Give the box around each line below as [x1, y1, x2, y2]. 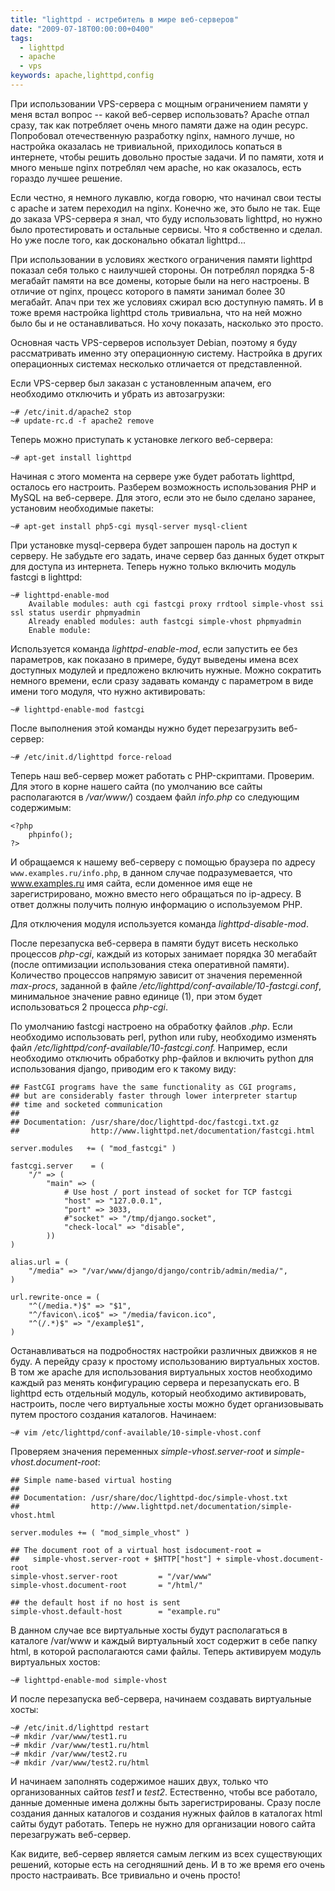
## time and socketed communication [10, 1099, 163, 1110]
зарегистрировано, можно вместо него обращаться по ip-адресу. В [10, 887, 302, 900]
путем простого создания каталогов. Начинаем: [10, 1408, 217, 1420]
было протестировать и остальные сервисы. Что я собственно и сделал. [10, 223, 323, 235]
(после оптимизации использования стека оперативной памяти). [10, 958, 290, 970]
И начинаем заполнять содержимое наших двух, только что [10, 1775, 269, 1787]
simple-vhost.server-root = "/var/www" [10, 1571, 213, 1581]
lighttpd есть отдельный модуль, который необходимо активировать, [10, 1387, 307, 1399]
